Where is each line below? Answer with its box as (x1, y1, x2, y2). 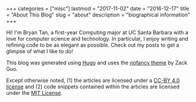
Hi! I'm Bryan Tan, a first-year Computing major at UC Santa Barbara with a (6, 29, 189, 36)
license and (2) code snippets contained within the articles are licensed (6, 83, 180, 90)
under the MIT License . (6, 90, 63, 96)
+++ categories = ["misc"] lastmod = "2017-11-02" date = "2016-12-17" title (6, 5, 190, 12)
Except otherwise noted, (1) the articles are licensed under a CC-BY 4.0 (6, 77, 180, 84)
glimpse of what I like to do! (6, 48, 74, 55)
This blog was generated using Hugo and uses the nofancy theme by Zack (6, 59, 188, 66)
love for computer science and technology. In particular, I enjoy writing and (6, 35, 189, 42)
